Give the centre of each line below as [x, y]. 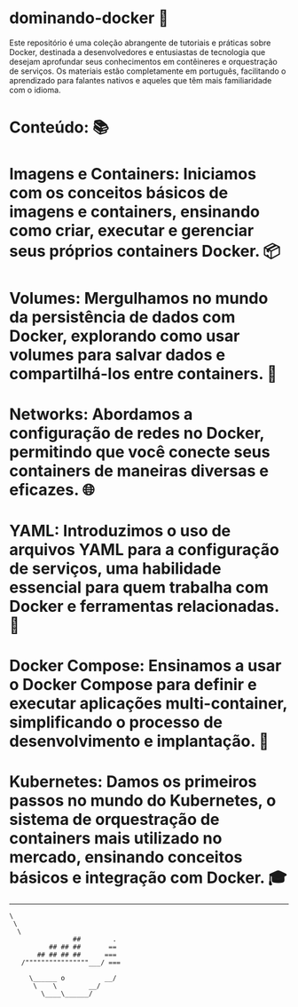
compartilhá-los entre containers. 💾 [143, 373]
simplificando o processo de [116, 722]
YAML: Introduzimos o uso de [120, 531]
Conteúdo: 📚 [59, 127]
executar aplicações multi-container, [149, 704]
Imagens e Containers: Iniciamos [133, 174]
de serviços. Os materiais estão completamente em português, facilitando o [148, 71]
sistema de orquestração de [114, 820]
